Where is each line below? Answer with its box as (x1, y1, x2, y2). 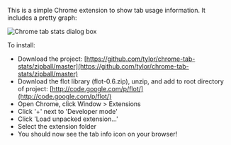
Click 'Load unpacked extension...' (17, 115, 118, 123)
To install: (7, 41, 35, 49)
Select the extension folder (17, 122, 97, 130)
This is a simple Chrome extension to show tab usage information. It (7, 6, 205, 14)
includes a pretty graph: (7, 13, 77, 22)
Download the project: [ (17, 54, 87, 63)
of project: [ (17, 85, 52, 93)
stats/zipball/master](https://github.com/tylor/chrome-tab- (17, 62, 189, 70)
